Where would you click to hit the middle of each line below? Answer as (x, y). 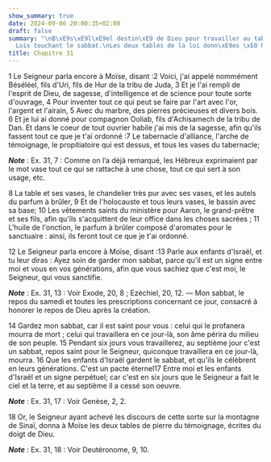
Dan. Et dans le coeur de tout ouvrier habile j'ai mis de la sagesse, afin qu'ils (135, 127)
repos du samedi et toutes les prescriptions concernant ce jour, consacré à (133, 302)
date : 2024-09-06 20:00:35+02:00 (65, 23)
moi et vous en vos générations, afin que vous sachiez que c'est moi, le (127, 268)
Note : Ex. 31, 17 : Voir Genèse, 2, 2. (67, 401)
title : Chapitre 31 (41, 53)
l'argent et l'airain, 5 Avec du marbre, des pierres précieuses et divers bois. (133, 110)
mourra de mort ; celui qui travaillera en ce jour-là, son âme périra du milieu (134, 334)
